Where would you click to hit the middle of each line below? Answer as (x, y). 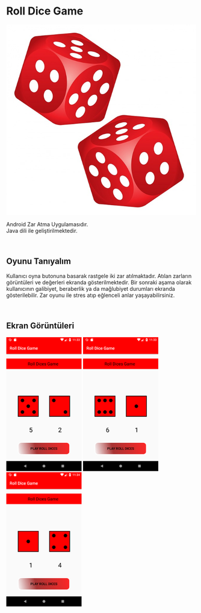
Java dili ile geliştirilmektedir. (42, 230)
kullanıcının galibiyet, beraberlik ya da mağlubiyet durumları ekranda (91, 288)
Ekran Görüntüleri (40, 326)
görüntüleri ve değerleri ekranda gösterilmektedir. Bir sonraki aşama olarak (99, 282)
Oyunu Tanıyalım (39, 262)
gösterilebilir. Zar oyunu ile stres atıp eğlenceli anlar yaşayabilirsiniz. (91, 295)
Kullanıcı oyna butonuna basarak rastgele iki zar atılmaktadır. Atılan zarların (99, 276)
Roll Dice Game (45, 11)
